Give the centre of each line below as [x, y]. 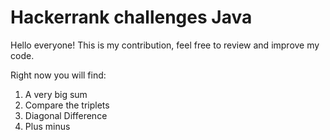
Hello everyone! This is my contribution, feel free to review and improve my [165, 45]
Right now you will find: [58, 75]
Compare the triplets [67, 105]
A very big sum [56, 94]
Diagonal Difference [66, 115]
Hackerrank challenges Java [131, 17]
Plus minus [47, 126]
